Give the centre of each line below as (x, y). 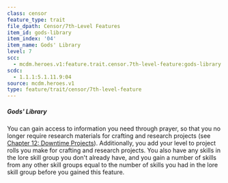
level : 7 (19, 52)
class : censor (27, 13)
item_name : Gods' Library (44, 45)
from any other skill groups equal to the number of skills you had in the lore (113, 165)
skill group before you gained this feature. (66, 172)
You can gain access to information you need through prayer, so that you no (114, 129)
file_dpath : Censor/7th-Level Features (64, 26)
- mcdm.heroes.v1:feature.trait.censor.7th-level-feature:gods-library (117, 64)
